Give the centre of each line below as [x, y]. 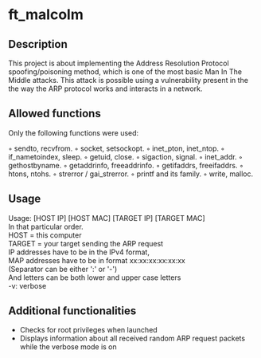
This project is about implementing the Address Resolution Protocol [119, 63]
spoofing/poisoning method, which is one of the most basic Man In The [125, 72]
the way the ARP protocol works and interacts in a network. [105, 89]
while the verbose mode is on [68, 347]
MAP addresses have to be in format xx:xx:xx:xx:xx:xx [97, 260]
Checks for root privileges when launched [88, 330]
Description [38, 44]
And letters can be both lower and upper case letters [95, 277]
